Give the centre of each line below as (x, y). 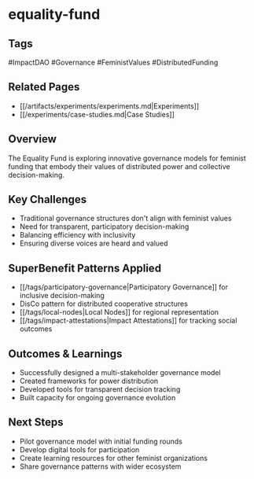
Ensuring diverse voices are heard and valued (94, 243)
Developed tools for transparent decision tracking (100, 389)
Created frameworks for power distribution (89, 381)
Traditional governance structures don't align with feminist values (125, 219)
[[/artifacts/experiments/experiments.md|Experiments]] (109, 106)
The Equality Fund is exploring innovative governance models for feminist (127, 158)
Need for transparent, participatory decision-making (104, 227)
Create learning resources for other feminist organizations (114, 458)
